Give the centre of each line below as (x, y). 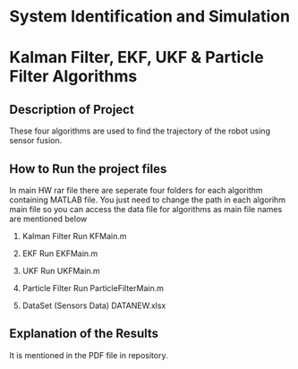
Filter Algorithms (73, 77)
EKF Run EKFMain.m (60, 253)
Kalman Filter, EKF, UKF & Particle (136, 58)
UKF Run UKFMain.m (61, 271)
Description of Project (72, 109)
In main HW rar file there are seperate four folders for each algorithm (136, 190)
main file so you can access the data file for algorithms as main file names (146, 209)
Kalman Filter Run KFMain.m (74, 236)
